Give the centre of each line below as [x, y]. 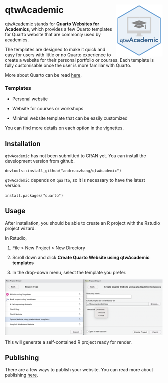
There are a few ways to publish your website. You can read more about [79, 370]
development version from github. [40, 161]
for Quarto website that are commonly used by [53, 34]
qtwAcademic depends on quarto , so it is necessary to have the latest [75, 180]
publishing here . [22, 375]
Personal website [30, 99]
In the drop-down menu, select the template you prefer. [69, 272]
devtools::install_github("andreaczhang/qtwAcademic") [63, 171]
